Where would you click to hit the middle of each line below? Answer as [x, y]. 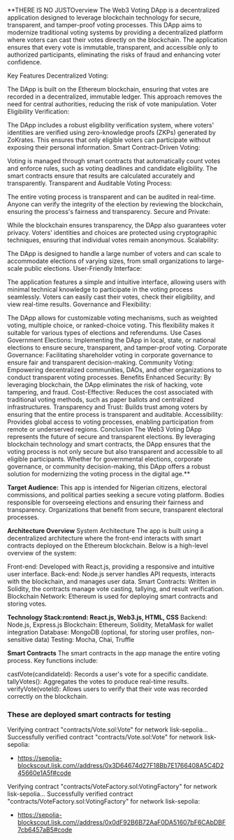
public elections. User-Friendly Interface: [83, 268]
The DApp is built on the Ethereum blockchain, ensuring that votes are [108, 89]
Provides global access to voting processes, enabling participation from [111, 422]
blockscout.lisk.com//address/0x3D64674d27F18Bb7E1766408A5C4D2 [120, 766]
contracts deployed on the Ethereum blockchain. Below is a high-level [108, 546]
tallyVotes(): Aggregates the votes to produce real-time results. [98, 682]
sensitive [20, 640]
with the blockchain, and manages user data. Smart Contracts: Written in [112, 581]
